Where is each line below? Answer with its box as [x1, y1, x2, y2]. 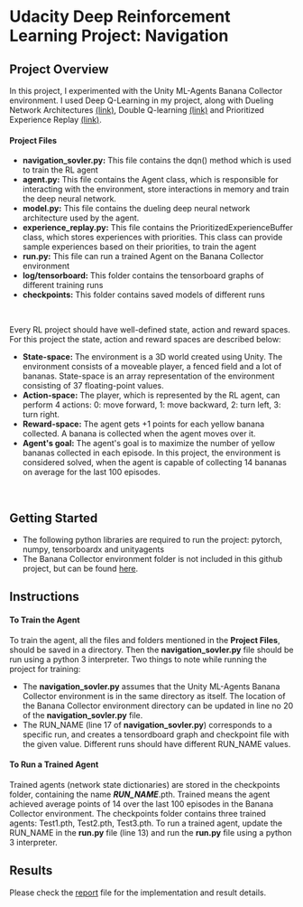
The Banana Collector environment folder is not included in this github [22, 554, 283, 565]
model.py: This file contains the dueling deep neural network [22, 203, 251, 214]
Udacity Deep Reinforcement [9, 6, 231, 27]
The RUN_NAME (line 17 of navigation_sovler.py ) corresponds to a [22, 719, 272, 730]
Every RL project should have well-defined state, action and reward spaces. [9, 324, 291, 335]
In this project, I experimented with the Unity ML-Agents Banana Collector [9, 86, 283, 96]
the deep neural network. [22, 193, 117, 204]
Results [9, 863, 53, 878]
